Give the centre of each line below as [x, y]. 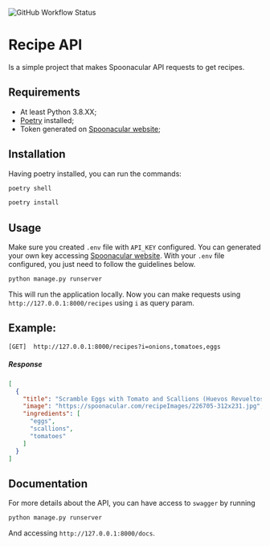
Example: [32, 328]
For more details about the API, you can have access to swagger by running [132, 503]
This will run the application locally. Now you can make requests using [125, 294]
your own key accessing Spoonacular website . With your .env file [117, 256]
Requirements [44, 92]
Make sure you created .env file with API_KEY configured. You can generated [135, 247]
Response [25, 364]
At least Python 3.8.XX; [58, 112]
